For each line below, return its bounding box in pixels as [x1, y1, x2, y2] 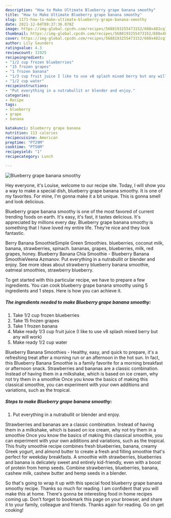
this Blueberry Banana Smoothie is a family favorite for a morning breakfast [5, 360, 163, 366]
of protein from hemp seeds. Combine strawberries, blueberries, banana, [5, 465, 159, 471]
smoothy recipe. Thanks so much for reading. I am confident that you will [5, 485, 159, 492]
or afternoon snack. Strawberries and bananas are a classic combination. [5, 365, 159, 371]
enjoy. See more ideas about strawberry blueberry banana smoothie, [5, 261, 150, 267]
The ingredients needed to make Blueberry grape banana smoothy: [5, 299, 151, 306]
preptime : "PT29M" [5, 140, 44, 145]
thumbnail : [5, 31, 28, 36]
